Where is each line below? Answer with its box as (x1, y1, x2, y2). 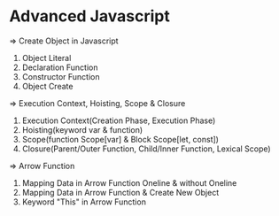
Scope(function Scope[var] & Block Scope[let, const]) (21, 134, 220, 144)
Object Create (21, 81, 74, 91)
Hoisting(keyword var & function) (21, 124, 143, 135)
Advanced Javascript (9, 6, 170, 27)
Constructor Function (21, 71, 100, 81)
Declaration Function (21, 62, 98, 73)
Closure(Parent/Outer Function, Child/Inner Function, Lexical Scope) (21, 143, 272, 154)
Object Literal (21, 52, 72, 63)
